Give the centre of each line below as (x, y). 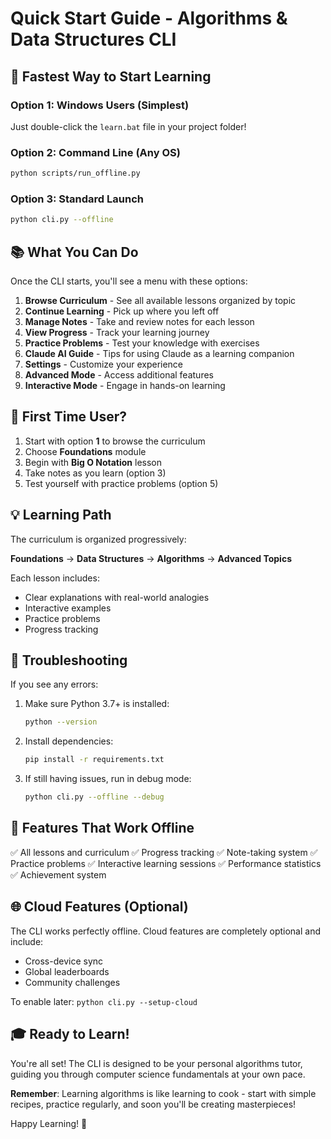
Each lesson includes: (55, 578)
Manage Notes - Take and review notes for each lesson (139, 322)
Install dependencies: (69, 741)
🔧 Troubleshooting (69, 660)
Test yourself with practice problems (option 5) (121, 483)
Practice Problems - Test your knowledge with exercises (142, 343)
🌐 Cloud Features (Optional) (99, 907)
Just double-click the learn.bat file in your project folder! (128, 126)
